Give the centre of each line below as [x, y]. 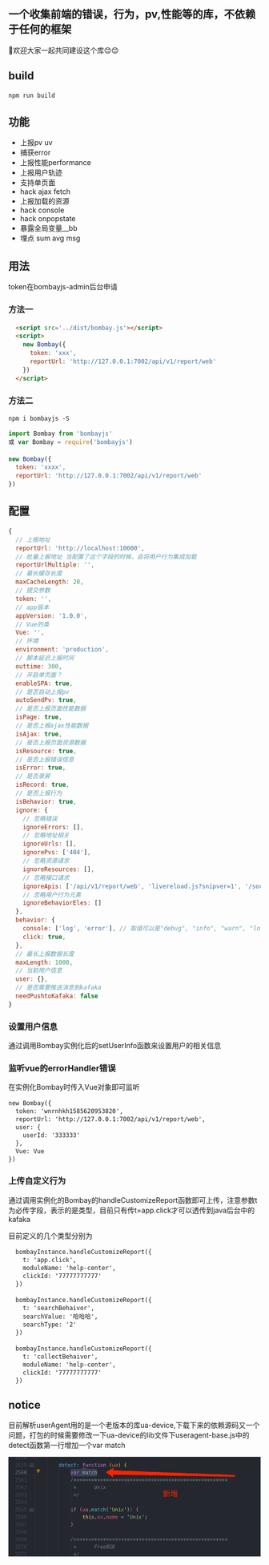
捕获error [35, 153]
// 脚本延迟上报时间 [45, 658]
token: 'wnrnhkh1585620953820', [70, 1111]
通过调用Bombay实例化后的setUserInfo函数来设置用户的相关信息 [115, 1046]
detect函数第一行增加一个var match [67, 1446]
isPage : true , [39, 717]
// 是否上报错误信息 [45, 760]
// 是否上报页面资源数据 [51, 742]
